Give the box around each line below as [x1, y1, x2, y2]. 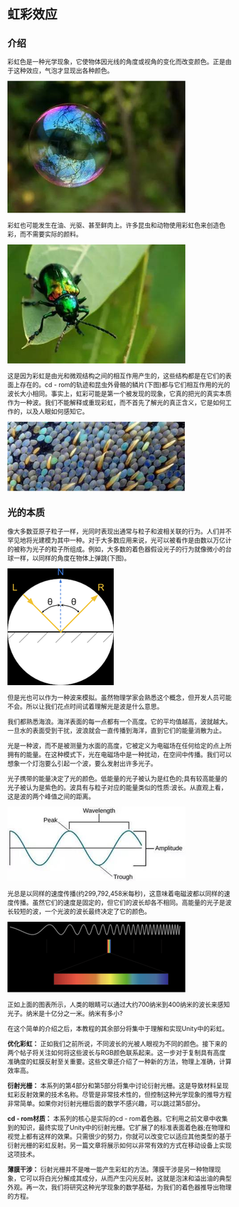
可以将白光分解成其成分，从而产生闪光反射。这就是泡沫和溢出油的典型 [26, 1173, 232, 1182]
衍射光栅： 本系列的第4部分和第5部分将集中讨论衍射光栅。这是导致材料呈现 [7, 1081, 229, 1089]
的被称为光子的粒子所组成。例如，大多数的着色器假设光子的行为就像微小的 [7, 545, 225, 553]
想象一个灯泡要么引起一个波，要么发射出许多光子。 [7, 759, 157, 767]
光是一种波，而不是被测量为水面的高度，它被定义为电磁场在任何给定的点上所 [7, 741, 232, 749]
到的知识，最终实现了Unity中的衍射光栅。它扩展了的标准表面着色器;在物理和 [7, 1123, 231, 1131]
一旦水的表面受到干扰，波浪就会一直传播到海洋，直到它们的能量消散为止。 [7, 726, 225, 734]
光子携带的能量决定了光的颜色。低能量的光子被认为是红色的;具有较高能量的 [7, 774, 228, 783]
